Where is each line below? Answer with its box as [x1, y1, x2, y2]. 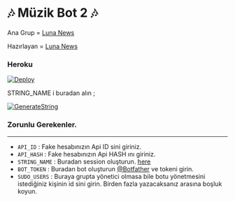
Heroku [7, 59, 33, 69]
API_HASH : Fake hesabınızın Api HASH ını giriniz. [17, 150, 156, 158]
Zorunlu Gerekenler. [7, 120, 77, 130]
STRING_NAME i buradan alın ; [7, 89, 96, 97]
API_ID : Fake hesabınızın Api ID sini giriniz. [17, 142, 142, 151]
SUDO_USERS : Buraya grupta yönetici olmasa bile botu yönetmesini [17, 172, 206, 180]
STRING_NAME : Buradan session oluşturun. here [17, 157, 151, 166]
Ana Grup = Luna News [7, 28, 75, 36]
